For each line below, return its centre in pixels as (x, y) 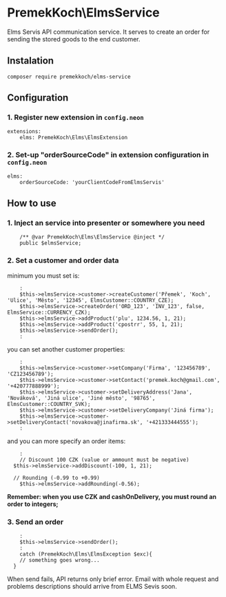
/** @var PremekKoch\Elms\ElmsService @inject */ (92, 237)
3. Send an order (35, 522)
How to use (32, 204)
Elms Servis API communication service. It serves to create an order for (109, 32)
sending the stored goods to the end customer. (74, 39)
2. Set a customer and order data (63, 261)
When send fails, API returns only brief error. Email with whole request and (113, 579)
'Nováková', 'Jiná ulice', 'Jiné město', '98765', (81, 398)
